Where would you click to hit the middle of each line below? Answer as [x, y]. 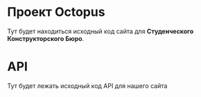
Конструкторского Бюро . [46, 38]
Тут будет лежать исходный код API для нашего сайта [87, 86]
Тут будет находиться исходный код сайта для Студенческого [101, 31]
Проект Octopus [56, 12]
